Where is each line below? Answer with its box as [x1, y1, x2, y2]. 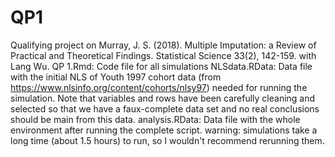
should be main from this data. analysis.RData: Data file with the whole [10, 113, 301, 125]
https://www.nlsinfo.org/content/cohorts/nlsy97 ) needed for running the [10, 81, 308, 93]
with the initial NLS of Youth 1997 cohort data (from [10, 71, 222, 83]
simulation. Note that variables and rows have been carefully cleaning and [10, 92, 316, 104]
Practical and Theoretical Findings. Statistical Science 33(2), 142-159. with [10, 49, 317, 61]
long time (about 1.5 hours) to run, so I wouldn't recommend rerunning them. [10, 134, 325, 146]
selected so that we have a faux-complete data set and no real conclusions [10, 102, 320, 115]
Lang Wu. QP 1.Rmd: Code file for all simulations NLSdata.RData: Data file [10, 60, 313, 72]
